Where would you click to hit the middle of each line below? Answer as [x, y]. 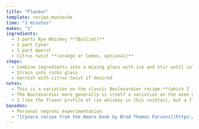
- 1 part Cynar [30, 45]
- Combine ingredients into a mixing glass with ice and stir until [98, 67]
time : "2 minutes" [29, 23]
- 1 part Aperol [31, 51]
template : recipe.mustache [39, 17]
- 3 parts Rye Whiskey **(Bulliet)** [58, 39]
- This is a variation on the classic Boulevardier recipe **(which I [100, 89]
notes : [14, 84]
